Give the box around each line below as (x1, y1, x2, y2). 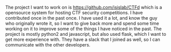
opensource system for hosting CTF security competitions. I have (5, 10, 143, 16)
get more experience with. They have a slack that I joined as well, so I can (5, 36, 161, 42)
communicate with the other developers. (5, 42, 91, 47)
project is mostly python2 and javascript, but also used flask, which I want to (5, 31, 166, 37)
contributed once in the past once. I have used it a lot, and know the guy (5, 15, 158, 21)
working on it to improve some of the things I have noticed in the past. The (5, 26, 162, 32)
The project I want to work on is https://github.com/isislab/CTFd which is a (5, 5, 162, 10)
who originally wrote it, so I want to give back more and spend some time (5, 20, 159, 26)
